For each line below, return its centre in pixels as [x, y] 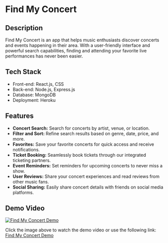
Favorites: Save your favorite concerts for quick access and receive [83, 144]
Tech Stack [23, 72]
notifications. [26, 149]
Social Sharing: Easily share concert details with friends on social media [88, 187]
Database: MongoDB [34, 95]
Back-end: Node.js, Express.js [44, 89]
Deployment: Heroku [34, 100]
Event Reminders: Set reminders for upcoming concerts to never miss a [88, 165]
